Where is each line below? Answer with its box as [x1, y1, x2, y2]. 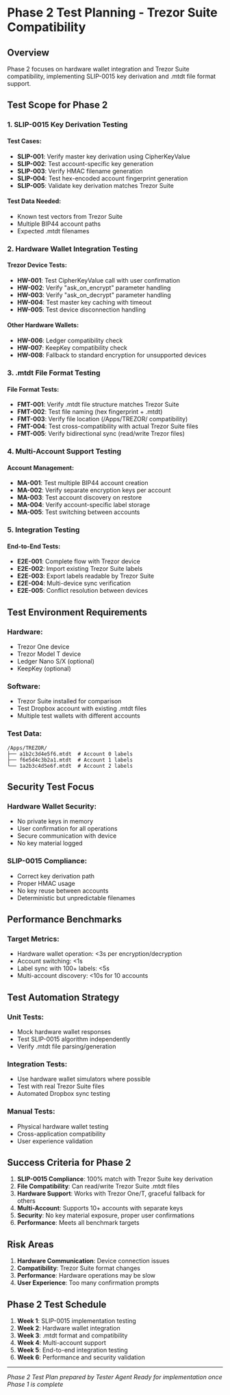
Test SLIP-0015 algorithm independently [16, 1035, 131, 1044]
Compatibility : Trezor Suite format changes [16, 1264, 140, 1272]
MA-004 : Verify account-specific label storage [16, 501, 151, 509]
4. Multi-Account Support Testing [7, 447, 122, 456]
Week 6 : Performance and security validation [16, 1353, 145, 1361]
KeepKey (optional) [16, 664, 72, 673]
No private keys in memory [16, 817, 94, 825]
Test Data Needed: [7, 197, 62, 205]
